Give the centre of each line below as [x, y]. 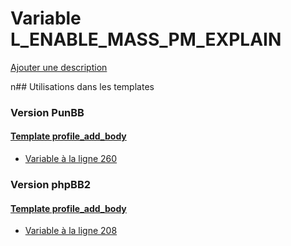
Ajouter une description [59, 67]
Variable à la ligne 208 [71, 231]
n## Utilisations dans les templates [82, 86]
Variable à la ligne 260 [71, 159]
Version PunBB [47, 112]
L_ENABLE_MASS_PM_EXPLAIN [146, 39]
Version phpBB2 [51, 184]
